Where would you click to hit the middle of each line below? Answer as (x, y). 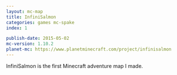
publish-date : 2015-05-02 (38, 39)
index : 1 (17, 28)
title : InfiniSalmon (31, 17)
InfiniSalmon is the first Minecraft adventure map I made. (75, 66)
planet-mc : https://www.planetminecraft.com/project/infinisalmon (89, 50)
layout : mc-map (25, 11)
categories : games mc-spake (40, 22)
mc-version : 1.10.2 (30, 44)
